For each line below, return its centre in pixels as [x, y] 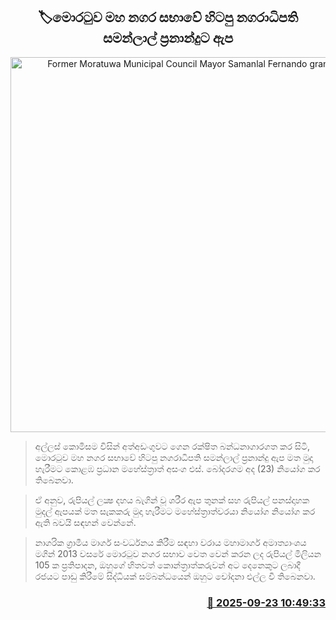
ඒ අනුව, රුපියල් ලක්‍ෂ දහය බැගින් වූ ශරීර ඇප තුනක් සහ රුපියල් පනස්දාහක [172, 500]
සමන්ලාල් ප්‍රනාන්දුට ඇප [168, 38]
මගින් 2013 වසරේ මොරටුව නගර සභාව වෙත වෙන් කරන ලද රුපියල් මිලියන [178, 553]
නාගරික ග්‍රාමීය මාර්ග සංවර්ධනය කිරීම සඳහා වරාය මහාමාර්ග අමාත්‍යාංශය [170, 542]
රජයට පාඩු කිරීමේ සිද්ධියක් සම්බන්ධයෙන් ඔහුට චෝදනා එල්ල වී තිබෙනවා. [175, 576]
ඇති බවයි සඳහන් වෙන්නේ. [85, 522]
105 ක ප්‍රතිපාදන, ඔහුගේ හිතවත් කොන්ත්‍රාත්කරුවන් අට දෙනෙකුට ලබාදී [167, 565]
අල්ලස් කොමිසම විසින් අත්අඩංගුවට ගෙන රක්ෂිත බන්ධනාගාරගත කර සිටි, [172, 446]
